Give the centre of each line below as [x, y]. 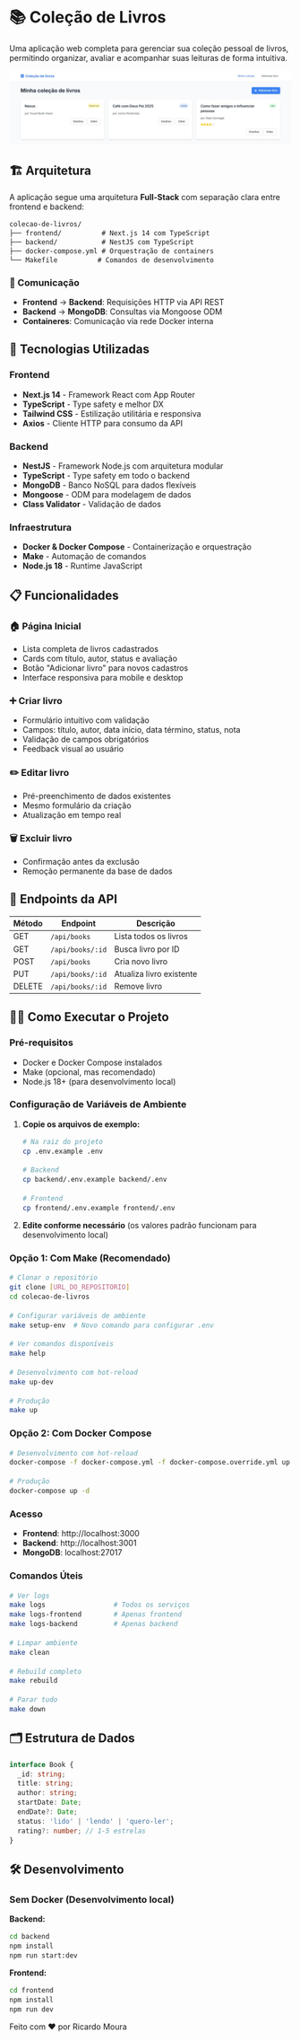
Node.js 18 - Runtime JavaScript [82, 566]
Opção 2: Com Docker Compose [81, 1433]
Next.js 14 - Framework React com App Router [108, 394]
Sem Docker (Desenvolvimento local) [92, 1899]
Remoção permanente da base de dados [97, 871]
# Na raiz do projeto [62, 1141]
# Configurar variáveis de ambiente [77, 1315]
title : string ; [46, 1783]
